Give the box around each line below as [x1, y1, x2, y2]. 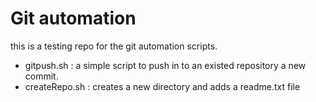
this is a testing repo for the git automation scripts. [10, 40, 218, 52]
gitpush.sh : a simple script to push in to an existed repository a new [24, 59, 307, 71]
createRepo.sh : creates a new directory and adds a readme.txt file [24, 80, 301, 92]
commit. [24, 70, 59, 82]
